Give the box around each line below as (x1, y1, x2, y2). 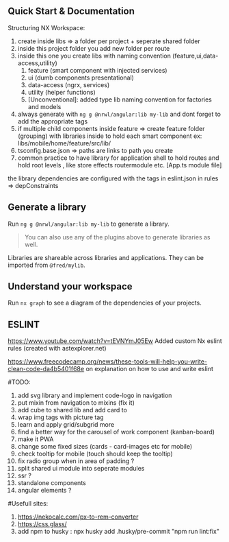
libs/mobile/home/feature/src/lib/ (17, 139, 111, 147)
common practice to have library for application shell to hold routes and (17, 154, 219, 162)
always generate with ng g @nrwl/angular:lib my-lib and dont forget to (17, 110, 221, 118)
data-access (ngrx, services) (27, 80, 110, 89)
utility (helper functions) (27, 88, 96, 96)
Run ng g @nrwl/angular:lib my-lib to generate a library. (8, 220, 170, 228)
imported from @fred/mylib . (8, 261, 85, 269)
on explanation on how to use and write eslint (85, 365, 214, 373)
